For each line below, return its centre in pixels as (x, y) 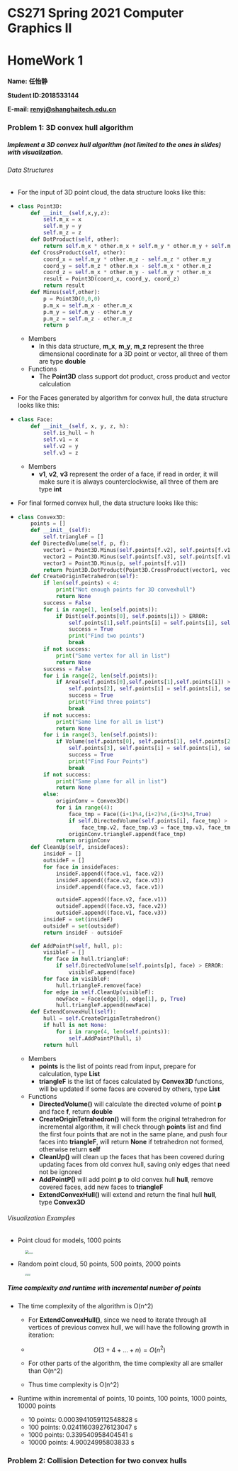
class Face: (35, 420)
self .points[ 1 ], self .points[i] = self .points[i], (143, 623)
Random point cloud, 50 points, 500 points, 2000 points (99, 1264)
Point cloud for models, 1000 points (69, 1240)
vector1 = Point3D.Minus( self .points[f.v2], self (118, 550)
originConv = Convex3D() (92, 801)
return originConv (83, 841)
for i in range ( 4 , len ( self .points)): (113, 1031)
